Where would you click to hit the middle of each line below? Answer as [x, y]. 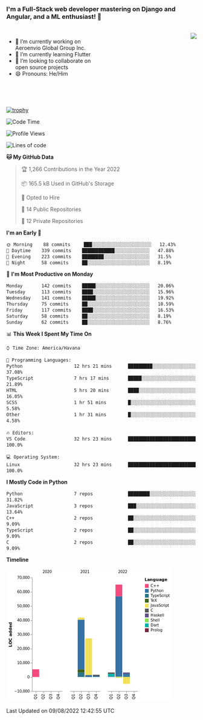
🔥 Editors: [20, 433]
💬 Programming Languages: [39, 360]
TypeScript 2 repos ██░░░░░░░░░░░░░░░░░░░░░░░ [101, 530]
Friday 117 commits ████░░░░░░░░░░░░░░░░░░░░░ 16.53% [90, 310]
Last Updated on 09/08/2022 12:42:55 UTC [60, 711]
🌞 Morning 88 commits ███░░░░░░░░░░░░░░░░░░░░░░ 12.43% [91, 245]
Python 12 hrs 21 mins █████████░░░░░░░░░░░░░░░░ [101, 366]
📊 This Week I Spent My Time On [49, 334]
